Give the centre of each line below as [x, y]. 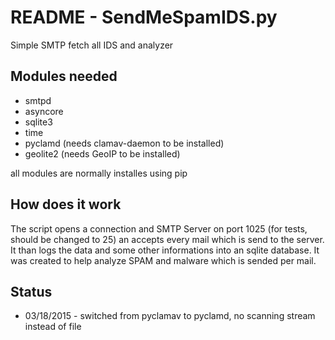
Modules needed [64, 76]
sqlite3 [38, 122]
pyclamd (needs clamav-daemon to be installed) [124, 143]
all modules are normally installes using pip [99, 173]
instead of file [53, 327]
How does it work [66, 204]
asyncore [44, 111]
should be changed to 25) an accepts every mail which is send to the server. [167, 239]
